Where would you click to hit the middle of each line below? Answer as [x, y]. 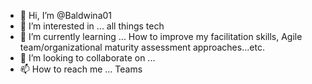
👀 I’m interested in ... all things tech [92, 26]
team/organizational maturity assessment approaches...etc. [142, 47]
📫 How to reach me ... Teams [81, 69]
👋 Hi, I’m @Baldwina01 [66, 15]
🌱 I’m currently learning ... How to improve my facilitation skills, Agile [161, 36]
